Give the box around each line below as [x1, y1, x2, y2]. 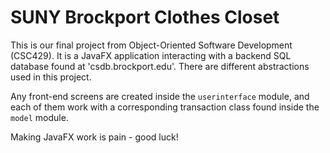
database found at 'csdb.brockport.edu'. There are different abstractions [10, 60, 310, 72]
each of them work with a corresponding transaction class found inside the [10, 101, 320, 113]
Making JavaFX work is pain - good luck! [10, 131, 179, 143]
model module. [10, 111, 69, 123]
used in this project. [10, 71, 92, 83]
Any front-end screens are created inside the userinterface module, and [10, 90, 310, 102]
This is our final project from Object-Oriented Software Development [10, 39, 293, 51]
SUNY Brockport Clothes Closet [10, 6, 280, 29]
